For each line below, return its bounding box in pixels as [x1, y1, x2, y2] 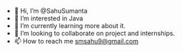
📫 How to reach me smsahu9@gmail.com [14, 37, 139, 45]
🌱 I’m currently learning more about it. [14, 22, 126, 30]
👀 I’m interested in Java [14, 14, 84, 22]
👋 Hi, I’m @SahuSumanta [14, 7, 88, 15]
